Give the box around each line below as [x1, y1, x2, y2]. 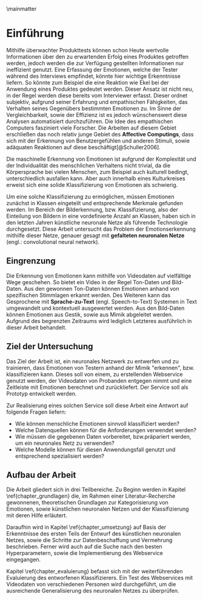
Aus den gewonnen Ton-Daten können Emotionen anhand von [24, 285, 179, 292]
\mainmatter [6, 5, 37, 12]
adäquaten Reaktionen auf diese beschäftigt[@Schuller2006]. [6, 143, 161, 151]
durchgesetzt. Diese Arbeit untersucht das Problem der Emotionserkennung [6, 225, 196, 232]
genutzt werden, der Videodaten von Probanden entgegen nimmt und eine [6, 377, 192, 384]
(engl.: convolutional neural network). [6, 238, 100, 245]
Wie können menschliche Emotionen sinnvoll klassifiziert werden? [15, 420, 180, 427]
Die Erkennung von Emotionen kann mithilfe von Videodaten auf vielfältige [6, 272, 191, 279]
